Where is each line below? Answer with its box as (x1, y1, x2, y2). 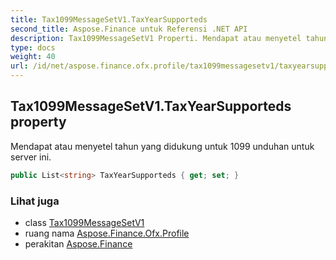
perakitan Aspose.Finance (24, 237, 133, 250)
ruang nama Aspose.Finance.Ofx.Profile (24, 227, 190, 239)
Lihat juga (10, 194, 60, 208)
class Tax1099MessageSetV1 (24, 216, 145, 228)
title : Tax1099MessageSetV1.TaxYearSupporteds (10, 14, 208, 25)
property (10, 114, 67, 131)
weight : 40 (10, 52, 56, 62)
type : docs (10, 42, 56, 53)
